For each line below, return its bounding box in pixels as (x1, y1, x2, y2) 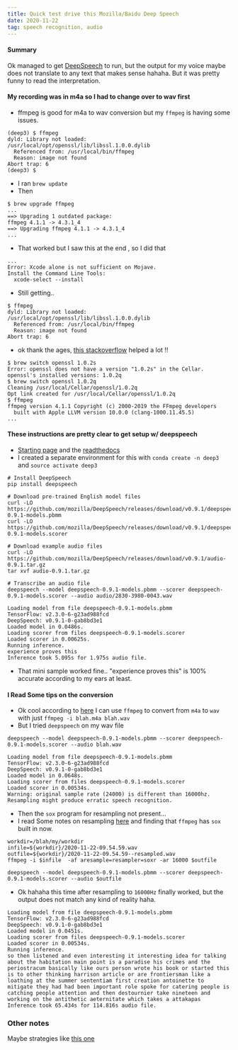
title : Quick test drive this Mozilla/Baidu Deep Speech (7, 10, 179, 18)
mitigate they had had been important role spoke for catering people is (7, 983, 230, 990)
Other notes (7, 1018, 50, 1028)
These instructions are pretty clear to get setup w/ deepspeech (7, 430, 198, 439)
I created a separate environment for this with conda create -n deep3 (17, 453, 220, 461)
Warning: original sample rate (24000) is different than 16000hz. (7, 791, 211, 798)
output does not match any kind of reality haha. (17, 896, 156, 904)
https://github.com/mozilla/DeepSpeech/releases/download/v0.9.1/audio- (7, 555, 227, 562)
